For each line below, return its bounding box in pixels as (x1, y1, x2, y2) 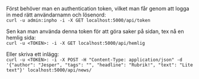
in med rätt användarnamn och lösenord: (6, 11, 106, 18)
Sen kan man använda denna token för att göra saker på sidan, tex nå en (6, 28, 185, 35)
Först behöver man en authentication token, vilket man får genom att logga (6, 5, 189, 12)
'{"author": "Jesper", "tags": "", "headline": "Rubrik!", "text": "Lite (6, 62, 194, 68)
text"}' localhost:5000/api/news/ (6, 67, 92, 73)
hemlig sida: (6, 34, 36, 41)
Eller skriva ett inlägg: (6, 51, 60, 58)
